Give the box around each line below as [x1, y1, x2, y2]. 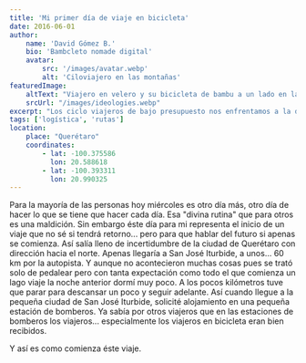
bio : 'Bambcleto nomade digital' [25, 47, 153, 57]
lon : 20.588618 [49, 157, 107, 167]
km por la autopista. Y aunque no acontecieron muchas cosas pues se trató [9, 257, 293, 269]
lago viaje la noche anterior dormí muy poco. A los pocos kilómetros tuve [9, 277, 284, 288]
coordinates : [25, 140, 76, 150]
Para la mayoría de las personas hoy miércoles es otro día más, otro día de [9, 200, 290, 211]
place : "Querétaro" [25, 132, 100, 141]
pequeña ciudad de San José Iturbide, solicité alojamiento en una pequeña [9, 296, 290, 307]
